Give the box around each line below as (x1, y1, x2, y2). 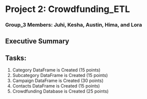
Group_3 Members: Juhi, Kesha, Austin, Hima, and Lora (5, 21, 142, 28)
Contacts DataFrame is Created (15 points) (12, 83, 100, 89)
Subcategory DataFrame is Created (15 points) (12, 72, 108, 78)
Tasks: (5, 53, 26, 62)
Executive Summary (5, 36, 69, 45)
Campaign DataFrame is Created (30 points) (12, 77, 104, 83)
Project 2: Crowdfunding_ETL (5, 3, 130, 15)
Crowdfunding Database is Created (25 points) (12, 88, 109, 94)
